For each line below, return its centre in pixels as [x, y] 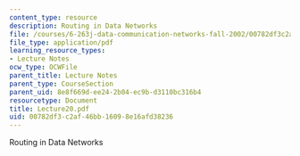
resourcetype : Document [54, 100]
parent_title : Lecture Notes [63, 76]
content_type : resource [54, 17]
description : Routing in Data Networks [83, 26]
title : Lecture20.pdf [50, 109]
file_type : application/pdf [62, 42]
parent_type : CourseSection [62, 84]
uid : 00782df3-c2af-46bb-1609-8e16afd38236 [92, 117]
